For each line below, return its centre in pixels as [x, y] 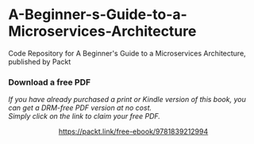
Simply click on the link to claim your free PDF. [85, 116]
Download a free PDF [50, 82]
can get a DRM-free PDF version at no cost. [80, 108]
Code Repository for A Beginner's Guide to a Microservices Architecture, [127, 53]
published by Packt [40, 62]
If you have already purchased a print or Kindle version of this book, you [127, 100]
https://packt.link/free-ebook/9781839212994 [133, 131]
